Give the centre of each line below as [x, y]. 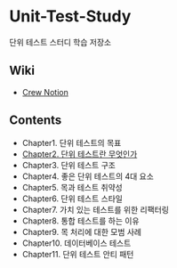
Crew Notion [45, 92]
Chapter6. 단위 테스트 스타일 [72, 199]
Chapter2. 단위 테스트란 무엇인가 [80, 154]
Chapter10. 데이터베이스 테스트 [76, 243]
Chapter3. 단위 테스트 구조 [68, 165]
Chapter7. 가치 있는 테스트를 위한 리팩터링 [95, 209]
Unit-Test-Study [70, 16]
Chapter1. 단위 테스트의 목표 [72, 142]
